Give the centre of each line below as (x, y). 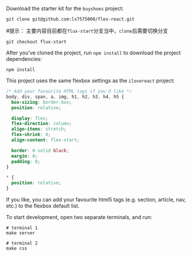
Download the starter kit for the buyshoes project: (65, 8)
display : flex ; (30, 118)
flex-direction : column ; (42, 124)
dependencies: (24, 59)
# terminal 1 (22, 228)
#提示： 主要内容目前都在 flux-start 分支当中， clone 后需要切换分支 (87, 31)
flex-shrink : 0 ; (31, 135)
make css (17, 248)
